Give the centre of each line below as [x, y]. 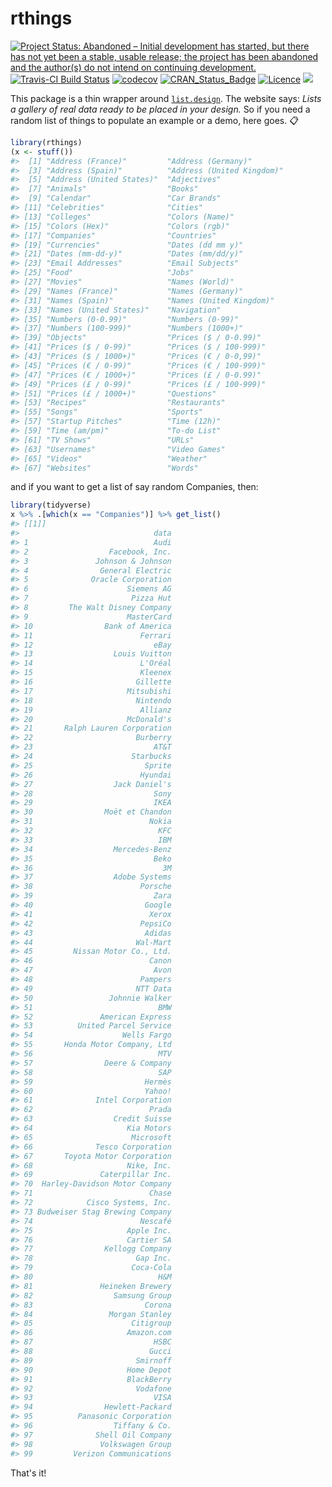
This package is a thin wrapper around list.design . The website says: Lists [166, 98]
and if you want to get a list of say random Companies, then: [134, 487]
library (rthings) [46, 142]
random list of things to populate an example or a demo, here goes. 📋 [154, 120]
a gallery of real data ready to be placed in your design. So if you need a [160, 109]
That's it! [28, 1473]
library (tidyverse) [51, 505]
